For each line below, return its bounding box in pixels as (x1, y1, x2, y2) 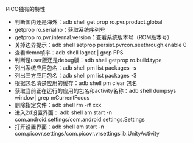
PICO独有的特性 (5, 5, 46, 12)
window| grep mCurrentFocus (14, 94, 90, 101)
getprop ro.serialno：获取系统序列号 (14, 26, 106, 33)
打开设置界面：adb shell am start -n (14, 123, 104, 130)
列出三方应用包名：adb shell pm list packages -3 (14, 72, 137, 79)
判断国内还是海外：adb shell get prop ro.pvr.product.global (14, 18, 163, 26)
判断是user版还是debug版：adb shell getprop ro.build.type (14, 57, 162, 64)
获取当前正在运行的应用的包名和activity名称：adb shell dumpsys (14, 87, 177, 94)
